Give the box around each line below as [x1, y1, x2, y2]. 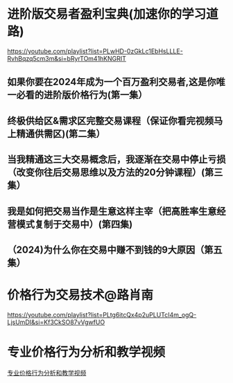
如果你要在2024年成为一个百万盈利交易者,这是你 [7, 76, 216, 88]
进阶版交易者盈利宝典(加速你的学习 [7, 6, 207, 22]
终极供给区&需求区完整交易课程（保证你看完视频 [7, 115, 214, 127]
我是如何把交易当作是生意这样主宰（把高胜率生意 [7, 205, 217, 217]
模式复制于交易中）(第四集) [16, 218, 133, 230]
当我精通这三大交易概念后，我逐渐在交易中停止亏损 [7, 154, 226, 166]
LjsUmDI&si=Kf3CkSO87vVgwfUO [7, 318, 105, 326]
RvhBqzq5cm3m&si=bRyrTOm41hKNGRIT [7, 54, 127, 62]
